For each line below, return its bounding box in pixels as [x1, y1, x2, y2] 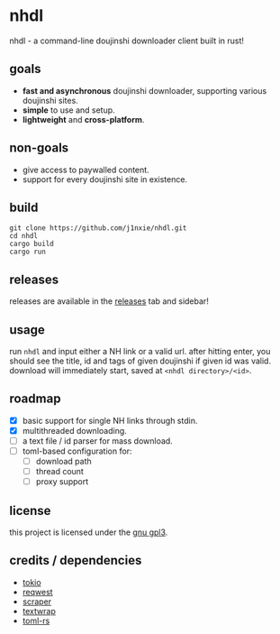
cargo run [9, 247, 47, 257]
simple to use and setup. [22, 105, 115, 115]
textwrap [22, 605, 56, 616]
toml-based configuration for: [22, 446, 132, 456]
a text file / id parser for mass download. [22, 435, 173, 446]
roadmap [9, 391, 61, 407]
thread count [35, 466, 84, 477]
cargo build [9, 240, 54, 249]
